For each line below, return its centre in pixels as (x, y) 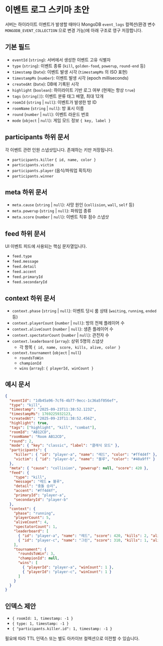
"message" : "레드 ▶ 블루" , (39, 482)
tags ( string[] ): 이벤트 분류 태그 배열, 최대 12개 (58, 96)
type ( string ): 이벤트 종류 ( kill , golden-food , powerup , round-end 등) (79, 65)
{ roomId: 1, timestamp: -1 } (43, 619)
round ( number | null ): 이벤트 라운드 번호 (50, 114)
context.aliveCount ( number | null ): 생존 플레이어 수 (63, 329)
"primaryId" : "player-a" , (40, 495)
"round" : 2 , (22, 441)
